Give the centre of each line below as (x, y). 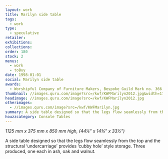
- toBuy (18, 70)
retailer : (15, 38)
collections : (19, 47)
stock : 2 (14, 56)
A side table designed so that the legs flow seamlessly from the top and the (83, 140)
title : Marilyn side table (33, 14)
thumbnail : (16, 93)
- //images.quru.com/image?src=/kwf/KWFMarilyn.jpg (65, 107)
